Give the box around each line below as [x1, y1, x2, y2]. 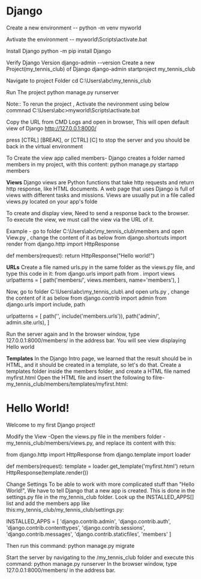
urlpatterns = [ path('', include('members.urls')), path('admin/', [6, 312, 160, 320]
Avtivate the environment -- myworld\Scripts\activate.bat [6, 35, 148, 43]
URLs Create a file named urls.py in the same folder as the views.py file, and [6, 263, 195, 271]
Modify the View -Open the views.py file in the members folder [6, 432, 162, 440]
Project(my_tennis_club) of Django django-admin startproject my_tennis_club [6, 65, 196, 73]
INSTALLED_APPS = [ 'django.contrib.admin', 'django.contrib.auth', [6, 518, 171, 525]
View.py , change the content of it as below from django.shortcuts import [6, 234, 187, 241]
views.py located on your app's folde [6, 198, 98, 205]
